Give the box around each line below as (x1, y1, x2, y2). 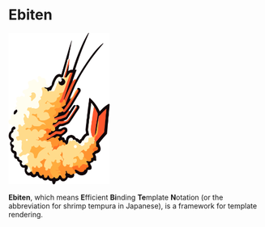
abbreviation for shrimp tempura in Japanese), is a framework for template (8, 200, 258, 211)
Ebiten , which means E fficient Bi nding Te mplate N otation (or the (8, 192, 224, 202)
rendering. (8, 209, 43, 219)
